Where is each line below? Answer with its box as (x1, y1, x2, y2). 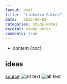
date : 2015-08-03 (5, 17, 47, 22)
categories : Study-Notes (5, 21, 58, 27)
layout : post (5, 7, 33, 13)
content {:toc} (12, 45, 42, 51)
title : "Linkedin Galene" (5, 12, 62, 17)
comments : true (5, 31, 38, 36)
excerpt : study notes (5, 26, 51, 32)
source (5, 73, 20, 79)
